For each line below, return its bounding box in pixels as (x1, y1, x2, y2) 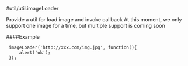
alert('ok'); (19, 50, 51, 56)
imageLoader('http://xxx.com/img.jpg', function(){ (8, 45, 137, 50)
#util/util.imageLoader (6, 5, 59, 12)
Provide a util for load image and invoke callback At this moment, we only (6, 16, 182, 23)
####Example (6, 34, 40, 40)
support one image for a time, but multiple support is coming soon (6, 23, 165, 29)
